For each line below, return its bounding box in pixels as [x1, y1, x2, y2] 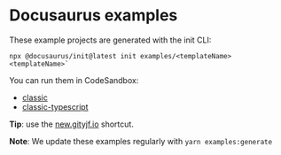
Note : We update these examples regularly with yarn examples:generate [9, 136, 273, 146]
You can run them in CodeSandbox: [9, 74, 139, 85]
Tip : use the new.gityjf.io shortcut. [9, 119, 135, 129]
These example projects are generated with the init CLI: [9, 35, 212, 45]
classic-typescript [21, 101, 89, 112]
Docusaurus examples [9, 5, 178, 26]
